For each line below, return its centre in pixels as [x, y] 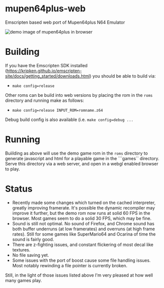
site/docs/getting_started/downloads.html [48, 76]
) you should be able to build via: [123, 76]
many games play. [24, 280]
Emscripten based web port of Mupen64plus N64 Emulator [65, 22]
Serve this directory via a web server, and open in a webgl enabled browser [82, 164]
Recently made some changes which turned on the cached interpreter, [84, 203]
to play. [13, 169]
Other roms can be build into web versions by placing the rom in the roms [79, 95]
